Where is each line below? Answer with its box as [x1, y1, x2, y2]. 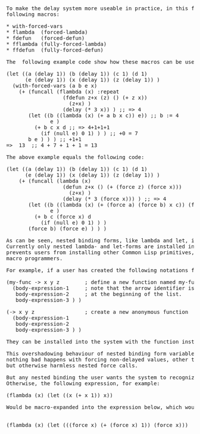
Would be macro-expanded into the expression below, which [6, 404, 183, 410]
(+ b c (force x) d [34, 214, 91, 220]
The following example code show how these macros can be [6, 59, 183, 65]
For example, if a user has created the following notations [6, 267, 189, 273]
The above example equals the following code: [6, 154, 145, 160]
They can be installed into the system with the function [6, 339, 179, 345]
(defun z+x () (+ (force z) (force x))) [62, 184, 183, 190]
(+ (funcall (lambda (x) [18, 178, 91, 184]
